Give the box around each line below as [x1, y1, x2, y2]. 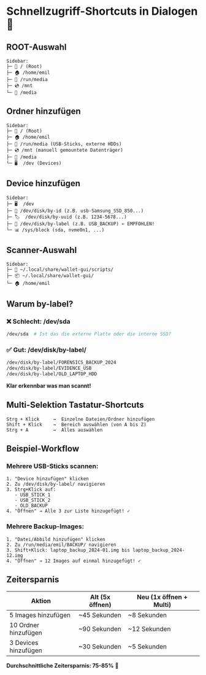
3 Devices [9, 638, 39, 647]
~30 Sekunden [78, 642, 121, 650]
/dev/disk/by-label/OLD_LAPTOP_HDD [6, 371, 97, 377]
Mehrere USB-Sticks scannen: [6, 462, 99, 470]
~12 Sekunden [128, 625, 171, 633]
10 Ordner [9, 620, 40, 629]
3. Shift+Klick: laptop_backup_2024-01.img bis [6, 547, 131, 553]
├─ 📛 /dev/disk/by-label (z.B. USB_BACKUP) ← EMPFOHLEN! [6, 220, 155, 227]
